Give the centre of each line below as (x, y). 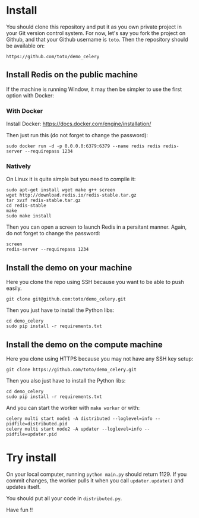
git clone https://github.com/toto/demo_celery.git (71, 369)
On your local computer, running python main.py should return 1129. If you (97, 474)
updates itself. (23, 487)
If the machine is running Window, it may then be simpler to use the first (94, 89)
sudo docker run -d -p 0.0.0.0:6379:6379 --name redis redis (83, 146)
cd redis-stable (26, 206)
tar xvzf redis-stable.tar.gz (44, 200)
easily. (14, 288)
